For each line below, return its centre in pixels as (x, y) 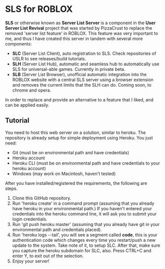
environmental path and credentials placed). (57, 229)
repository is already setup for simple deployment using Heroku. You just (79, 137)
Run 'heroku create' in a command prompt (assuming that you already (83, 203)
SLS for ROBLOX (39, 9)
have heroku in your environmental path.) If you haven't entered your (82, 208)
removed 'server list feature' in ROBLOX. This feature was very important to (82, 33)
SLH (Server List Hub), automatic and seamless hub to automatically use (86, 64)
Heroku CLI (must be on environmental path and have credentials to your (86, 163)
